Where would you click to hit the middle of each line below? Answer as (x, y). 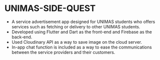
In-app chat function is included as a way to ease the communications (82, 47)
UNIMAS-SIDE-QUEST (50, 8)
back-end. (22, 37)
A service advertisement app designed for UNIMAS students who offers (83, 22)
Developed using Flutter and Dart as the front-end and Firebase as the (82, 32)
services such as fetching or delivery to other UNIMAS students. (76, 26)
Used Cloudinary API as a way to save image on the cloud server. (77, 42)
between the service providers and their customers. (63, 52)
